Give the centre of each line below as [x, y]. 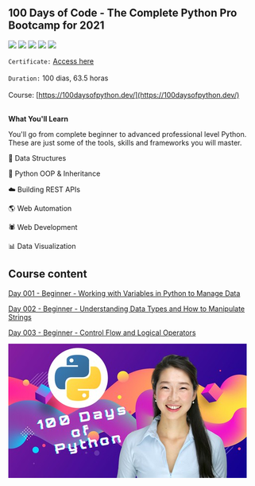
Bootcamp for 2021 [56, 26]
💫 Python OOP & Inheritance [54, 173]
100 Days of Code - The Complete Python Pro [123, 13]
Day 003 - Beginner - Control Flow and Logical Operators [102, 332]
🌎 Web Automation [40, 208]
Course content [48, 274]
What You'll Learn [39, 119]
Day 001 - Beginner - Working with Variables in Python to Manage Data [124, 293]
